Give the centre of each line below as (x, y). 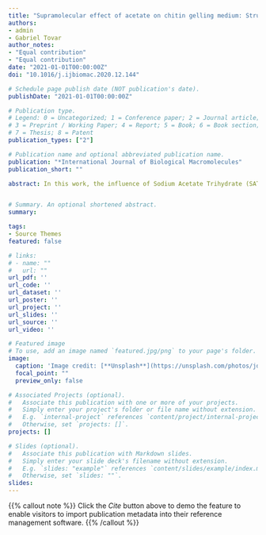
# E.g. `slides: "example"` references (78, 468)
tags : (17, 227)
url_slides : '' (33, 314)
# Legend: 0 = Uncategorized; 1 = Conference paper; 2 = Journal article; (134, 118)
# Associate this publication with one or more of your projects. (123, 402)
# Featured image (37, 344)
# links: (23, 256)
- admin (21, 30)
